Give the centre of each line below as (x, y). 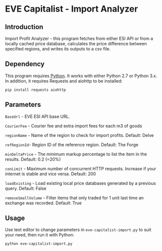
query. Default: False (26, 188)
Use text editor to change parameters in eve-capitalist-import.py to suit (78, 230)
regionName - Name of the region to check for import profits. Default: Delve (80, 135)
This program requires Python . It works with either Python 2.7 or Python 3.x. (81, 76)
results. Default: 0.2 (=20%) (33, 159)
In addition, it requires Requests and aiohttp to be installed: (64, 81)
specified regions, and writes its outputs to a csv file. (58, 49)
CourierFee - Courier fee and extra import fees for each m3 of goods (73, 126)
